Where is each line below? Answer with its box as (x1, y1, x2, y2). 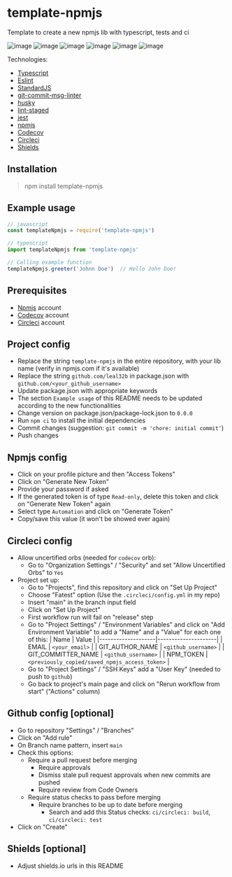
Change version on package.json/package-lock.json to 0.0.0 (17, 409, 194, 418)
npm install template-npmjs (24, 182, 103, 190)
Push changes (17, 432, 59, 440)
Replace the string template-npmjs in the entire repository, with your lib (17, 357, 222, 365)
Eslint (17, 76, 34, 85)
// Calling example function (7, 259, 92, 266)
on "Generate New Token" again (17, 500, 111, 508)
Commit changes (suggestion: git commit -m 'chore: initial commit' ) (17, 424, 224, 432)
